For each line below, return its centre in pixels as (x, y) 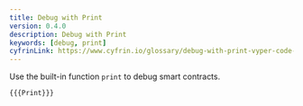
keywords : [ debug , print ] (58, 43)
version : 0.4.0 (38, 26)
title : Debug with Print (56, 18)
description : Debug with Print (68, 34)
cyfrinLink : (32, 51)
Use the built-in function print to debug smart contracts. (115, 76)
